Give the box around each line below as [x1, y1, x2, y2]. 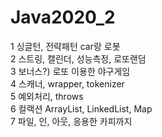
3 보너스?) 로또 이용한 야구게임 [10, 65, 131, 77]
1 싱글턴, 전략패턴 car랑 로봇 [10, 40, 121, 52]
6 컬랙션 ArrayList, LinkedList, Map [10, 102, 153, 115]
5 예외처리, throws [10, 90, 84, 102]
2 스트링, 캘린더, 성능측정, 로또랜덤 [10, 52, 147, 65]
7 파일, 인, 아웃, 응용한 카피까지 [10, 115, 133, 127]
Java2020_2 [10, 6, 116, 29]
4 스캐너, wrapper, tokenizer [10, 77, 125, 90]
